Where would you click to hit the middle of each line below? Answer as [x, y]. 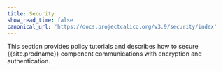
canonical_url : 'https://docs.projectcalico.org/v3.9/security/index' [112, 26]
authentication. [29, 61]
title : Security [31, 14]
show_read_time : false [40, 20]
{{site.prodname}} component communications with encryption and [105, 54]
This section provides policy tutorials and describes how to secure [103, 47]
